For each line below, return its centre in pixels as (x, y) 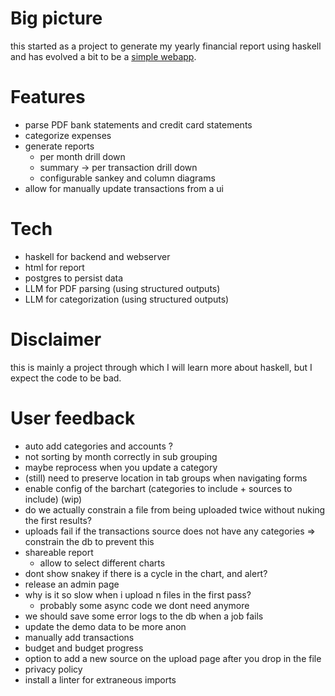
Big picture (56, 18)
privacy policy (53, 669)
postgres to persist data (74, 278)
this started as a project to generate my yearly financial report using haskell (166, 46)
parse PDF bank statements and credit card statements (138, 124)
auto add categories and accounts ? (98, 446)
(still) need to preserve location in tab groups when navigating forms (166, 478)
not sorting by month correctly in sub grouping (121, 456)
